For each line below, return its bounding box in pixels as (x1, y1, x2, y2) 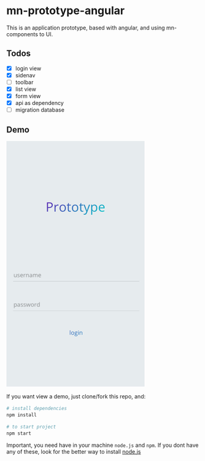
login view (15, 64, 42, 72)
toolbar (15, 78, 34, 86)
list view (15, 85, 37, 93)
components (6, 30, 39, 37)
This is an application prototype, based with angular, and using (6, 24, 165, 31)
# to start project (6, 424, 56, 430)
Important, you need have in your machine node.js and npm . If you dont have (6, 441, 199, 449)
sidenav (15, 71, 36, 79)
